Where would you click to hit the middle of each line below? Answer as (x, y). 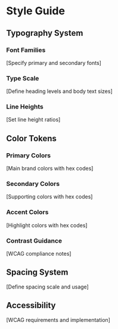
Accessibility (31, 305)
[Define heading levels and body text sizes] (60, 91)
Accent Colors (27, 212)
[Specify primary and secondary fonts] (54, 63)
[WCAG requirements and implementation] (58, 319)
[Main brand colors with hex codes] (50, 169)
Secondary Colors (33, 184)
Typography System (45, 33)
